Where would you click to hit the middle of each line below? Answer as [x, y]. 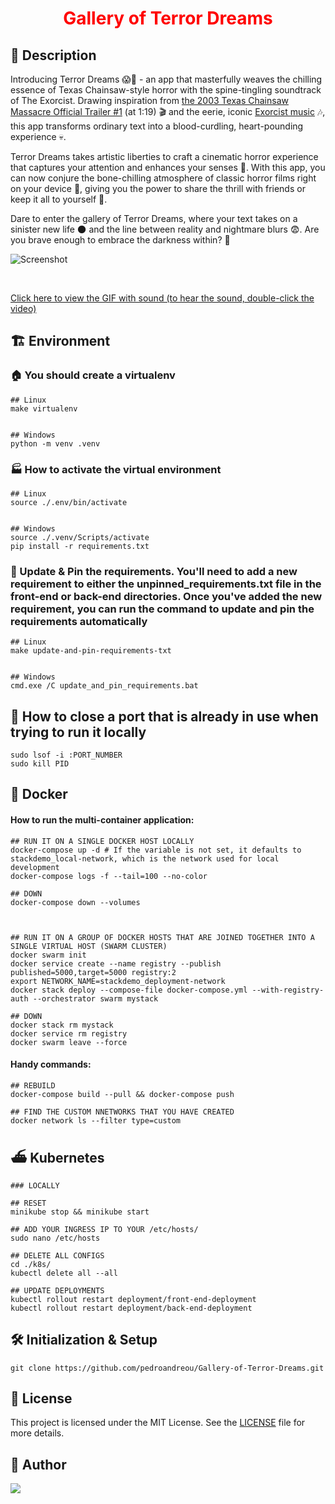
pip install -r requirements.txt [80, 546]
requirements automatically [79, 621]
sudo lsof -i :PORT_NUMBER [66, 755]
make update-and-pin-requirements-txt [91, 651]
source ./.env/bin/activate [69, 502]
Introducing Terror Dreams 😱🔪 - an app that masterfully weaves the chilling [166, 79]
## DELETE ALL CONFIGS [57, 1255]
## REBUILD [33, 1085]
